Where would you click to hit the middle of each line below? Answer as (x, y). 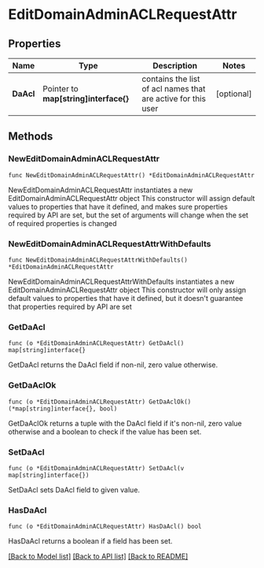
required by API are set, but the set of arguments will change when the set (128, 215)
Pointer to (60, 89)
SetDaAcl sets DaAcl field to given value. (74, 489)
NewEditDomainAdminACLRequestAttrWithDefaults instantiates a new (121, 281)
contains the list (170, 79)
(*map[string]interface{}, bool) (63, 408)
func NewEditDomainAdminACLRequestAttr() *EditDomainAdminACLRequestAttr (132, 175)
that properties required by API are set (70, 306)
